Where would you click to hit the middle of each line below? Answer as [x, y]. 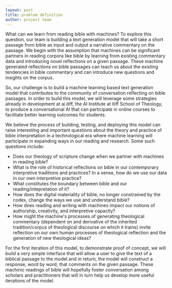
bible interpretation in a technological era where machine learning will [79, 136]
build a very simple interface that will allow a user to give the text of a [79, 254]
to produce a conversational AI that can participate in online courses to [80, 109]
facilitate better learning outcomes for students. [56, 115]
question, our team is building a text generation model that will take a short [84, 39]
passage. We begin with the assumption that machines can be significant [83, 50]
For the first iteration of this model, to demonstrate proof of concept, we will [85, 248]
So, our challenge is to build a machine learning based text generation [79, 88]
